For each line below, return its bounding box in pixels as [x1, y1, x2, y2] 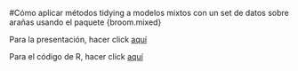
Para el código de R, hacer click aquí [9, 51, 144, 61]
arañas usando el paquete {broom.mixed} [9, 17, 162, 28]
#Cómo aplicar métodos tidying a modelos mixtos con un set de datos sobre [9, 8, 289, 18]
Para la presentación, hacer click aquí [9, 35, 148, 44]
